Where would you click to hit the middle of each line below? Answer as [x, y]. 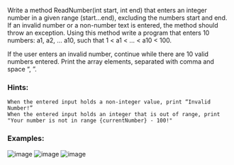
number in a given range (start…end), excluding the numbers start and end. [117, 18]
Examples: [26, 139]
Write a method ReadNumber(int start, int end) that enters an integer [107, 10]
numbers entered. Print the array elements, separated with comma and [111, 62]
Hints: [18, 87]
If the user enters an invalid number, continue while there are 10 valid [108, 54]
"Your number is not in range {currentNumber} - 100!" [90, 121]
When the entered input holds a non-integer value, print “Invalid [109, 102]
